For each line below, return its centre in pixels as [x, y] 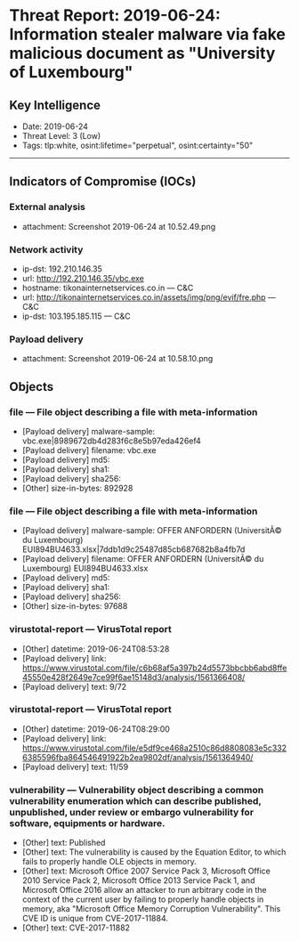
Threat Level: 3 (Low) [61, 136]
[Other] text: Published [64, 843]
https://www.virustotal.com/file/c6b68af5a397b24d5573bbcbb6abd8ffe [154, 668]
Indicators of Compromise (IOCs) [103, 182]
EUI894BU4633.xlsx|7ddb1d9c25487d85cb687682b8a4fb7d [133, 549]
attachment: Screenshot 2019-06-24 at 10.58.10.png [117, 359]
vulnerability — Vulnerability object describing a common [137, 790]
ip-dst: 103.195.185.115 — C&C [76, 316]
